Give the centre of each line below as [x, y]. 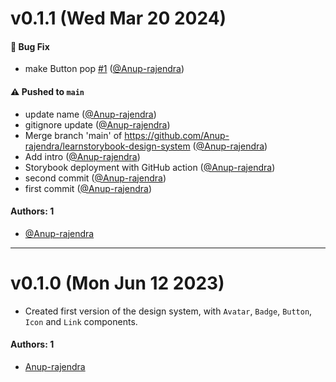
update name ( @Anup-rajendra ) [90, 114]
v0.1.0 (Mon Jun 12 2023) [117, 283]
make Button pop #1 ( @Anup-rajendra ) [104, 69]
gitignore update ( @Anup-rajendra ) [97, 124]
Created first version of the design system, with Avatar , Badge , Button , [168, 311]
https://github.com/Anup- [177, 135]
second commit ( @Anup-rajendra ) [95, 178]
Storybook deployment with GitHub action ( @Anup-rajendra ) [150, 167]
